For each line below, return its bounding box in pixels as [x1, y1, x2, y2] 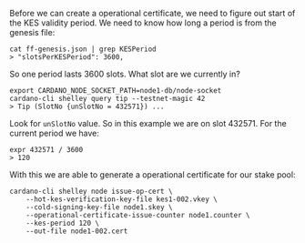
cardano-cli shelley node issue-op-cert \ [9, 187, 173, 196]
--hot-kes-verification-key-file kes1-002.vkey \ [25, 195, 219, 204]
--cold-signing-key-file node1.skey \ [25, 203, 173, 212]
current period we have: [9, 127, 100, 138]
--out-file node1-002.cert [25, 227, 128, 236]
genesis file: [9, 27, 56, 37]
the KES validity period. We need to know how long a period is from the [9, 17, 277, 28]
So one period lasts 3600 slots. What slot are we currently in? [9, 68, 241, 79]
